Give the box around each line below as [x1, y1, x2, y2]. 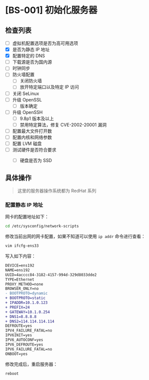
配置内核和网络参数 [12, 134, 52, 140]
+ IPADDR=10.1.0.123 [5, 300, 48, 305]
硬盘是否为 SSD [19, 157, 52, 163]
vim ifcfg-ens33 [5, 243, 39, 248]
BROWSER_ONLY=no [5, 286, 39, 291]
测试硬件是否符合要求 [12, 147, 56, 153]
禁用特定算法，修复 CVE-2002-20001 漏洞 [19, 121, 107, 127]
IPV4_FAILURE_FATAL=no [5, 328, 52, 333]
